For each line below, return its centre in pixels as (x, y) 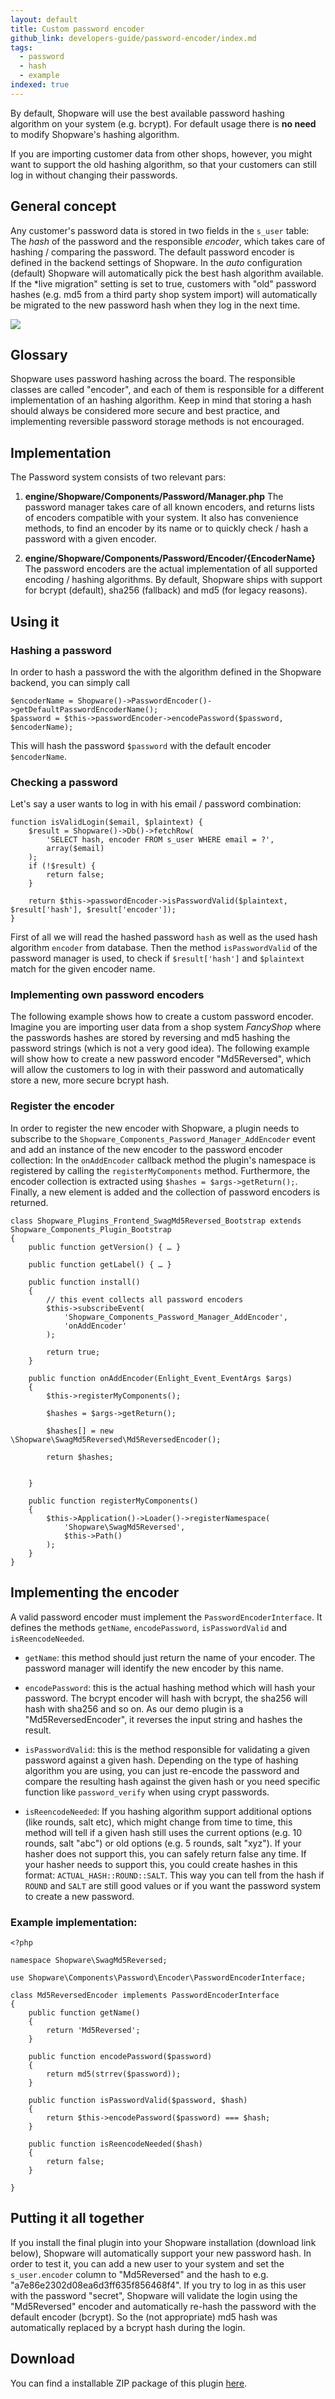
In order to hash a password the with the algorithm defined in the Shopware (166, 672)
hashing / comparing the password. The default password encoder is (152, 252)
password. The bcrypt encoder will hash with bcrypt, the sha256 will (166, 1698)
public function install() (84, 1282)
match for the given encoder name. (83, 969)
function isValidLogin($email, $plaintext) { (106, 822)
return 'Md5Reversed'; (93, 2030)
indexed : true (40, 85)
